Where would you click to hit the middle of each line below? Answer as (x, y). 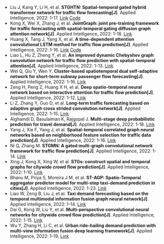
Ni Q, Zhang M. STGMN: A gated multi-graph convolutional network (81, 146)
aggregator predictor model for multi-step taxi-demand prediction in (82, 183)
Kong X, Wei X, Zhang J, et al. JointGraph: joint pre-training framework (84, 23)
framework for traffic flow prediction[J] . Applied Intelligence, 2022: (80, 151)
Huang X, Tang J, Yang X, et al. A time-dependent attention (72, 39)
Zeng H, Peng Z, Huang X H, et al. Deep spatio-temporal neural (76, 87)
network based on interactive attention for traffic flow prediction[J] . (82, 92)
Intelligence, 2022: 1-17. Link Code (45, 18)
